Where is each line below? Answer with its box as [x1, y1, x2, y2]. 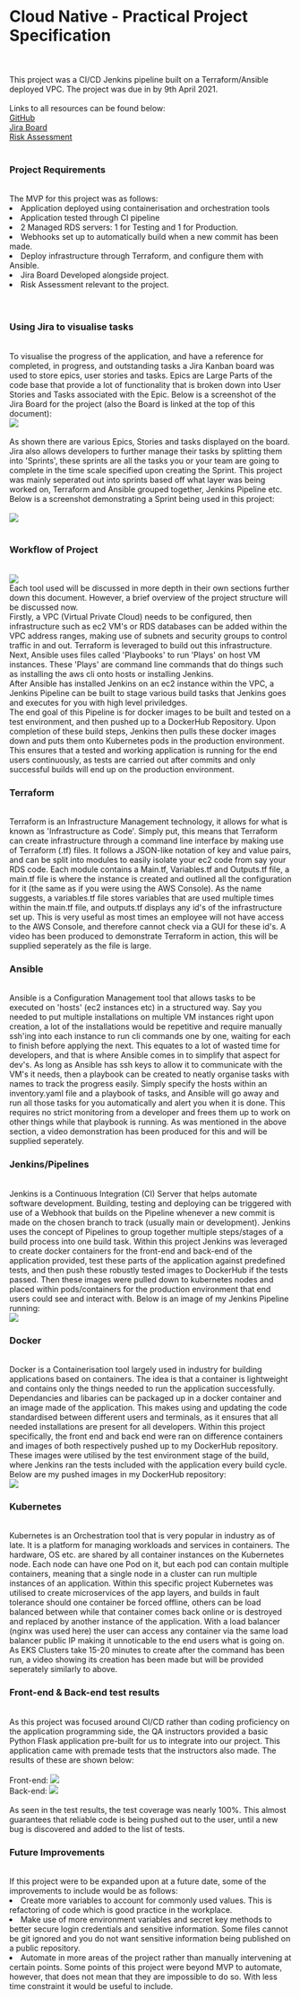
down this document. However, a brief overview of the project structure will [9, 592, 288, 603]
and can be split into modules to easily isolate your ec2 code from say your [9, 855, 287, 866]
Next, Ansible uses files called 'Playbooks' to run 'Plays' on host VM [9, 649, 261, 660]
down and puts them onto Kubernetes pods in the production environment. [9, 735, 285, 746]
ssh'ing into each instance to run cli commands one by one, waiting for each [9, 1031, 291, 1042]
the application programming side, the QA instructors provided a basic [9, 1726, 269, 1737]
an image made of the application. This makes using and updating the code [9, 1403, 287, 1413]
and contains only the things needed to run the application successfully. [9, 1383, 276, 1394]
